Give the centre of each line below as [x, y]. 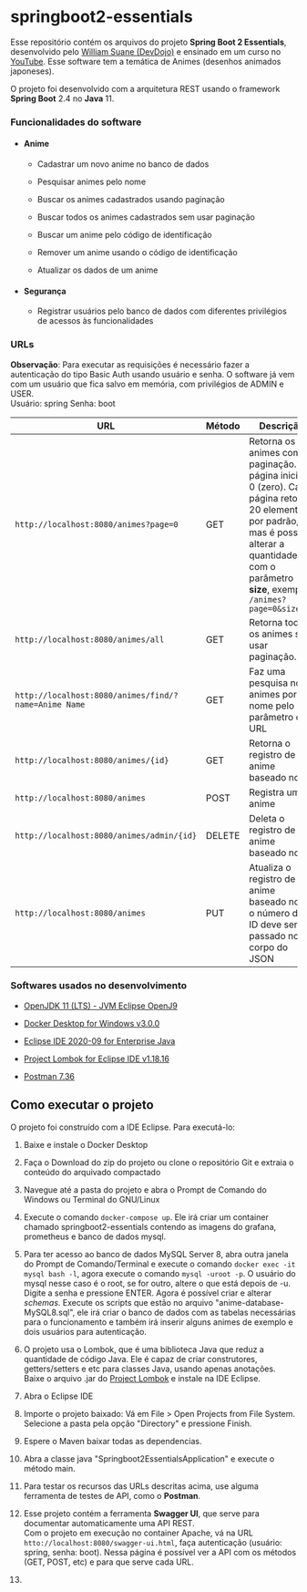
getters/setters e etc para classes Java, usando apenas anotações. [149, 1369]
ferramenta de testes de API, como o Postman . [112, 1495]
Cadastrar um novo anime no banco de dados [123, 164]
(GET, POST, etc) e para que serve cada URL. [109, 1562]
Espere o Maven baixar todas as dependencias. [113, 1441]
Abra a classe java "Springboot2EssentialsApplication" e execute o [149, 1458]
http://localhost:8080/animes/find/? [97, 695]
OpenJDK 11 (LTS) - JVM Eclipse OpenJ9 [101, 1006]
